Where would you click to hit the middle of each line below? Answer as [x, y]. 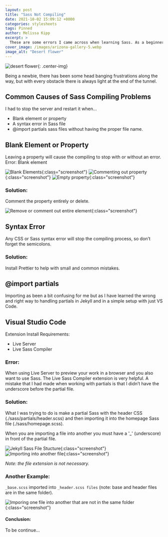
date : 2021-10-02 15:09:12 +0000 [40, 19]
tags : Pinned [19, 29]
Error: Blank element [26, 162]
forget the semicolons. [28, 244]
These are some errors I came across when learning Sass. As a [77, 43]
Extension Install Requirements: [37, 334]
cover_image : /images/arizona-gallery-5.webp [53, 47]
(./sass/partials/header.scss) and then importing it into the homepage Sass [82, 418]
